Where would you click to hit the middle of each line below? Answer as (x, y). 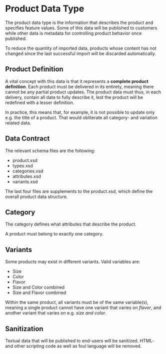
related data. (18, 122)
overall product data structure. (36, 196)
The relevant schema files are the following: (50, 150)
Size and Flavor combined (39, 292)
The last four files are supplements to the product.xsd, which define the (79, 191)
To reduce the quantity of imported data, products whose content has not (81, 48)
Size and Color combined (38, 287)
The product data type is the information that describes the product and (79, 22)
